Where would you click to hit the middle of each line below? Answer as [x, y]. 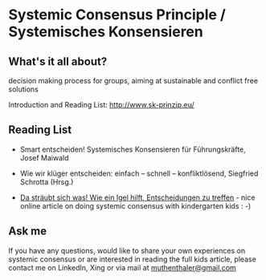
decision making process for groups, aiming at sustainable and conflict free [133, 81]
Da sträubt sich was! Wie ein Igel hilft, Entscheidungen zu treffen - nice [137, 197]
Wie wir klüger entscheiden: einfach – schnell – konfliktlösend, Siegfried [139, 173]
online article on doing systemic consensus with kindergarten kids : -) [135, 205]
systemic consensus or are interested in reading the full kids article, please [133, 259]
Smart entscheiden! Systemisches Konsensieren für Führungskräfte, [133, 149]
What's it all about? [58, 61]
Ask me [28, 231]
